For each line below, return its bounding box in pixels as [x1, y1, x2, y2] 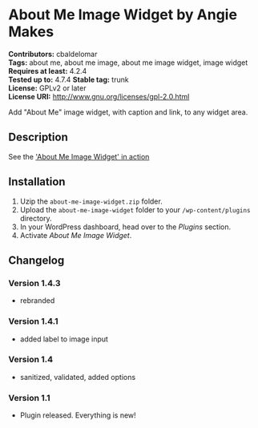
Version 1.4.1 [8, 316, 58, 327]
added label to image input [19, 334, 108, 344]
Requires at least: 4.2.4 [8, 66, 87, 75]
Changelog [8, 253, 65, 267]
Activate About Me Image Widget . [19, 230, 132, 240]
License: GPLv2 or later [8, 83, 87, 93]
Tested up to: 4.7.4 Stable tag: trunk [8, 75, 130, 84]
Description [8, 131, 68, 144]
